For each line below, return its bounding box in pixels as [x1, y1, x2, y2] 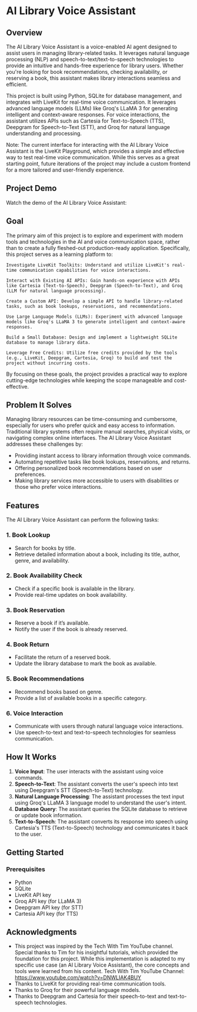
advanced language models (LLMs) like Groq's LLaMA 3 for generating [6, 105, 178, 111]
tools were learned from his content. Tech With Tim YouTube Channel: [14, 968, 185, 975]
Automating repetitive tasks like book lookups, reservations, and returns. [14, 458, 191, 465]
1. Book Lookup [6, 531, 51, 539]
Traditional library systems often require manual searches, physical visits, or [6, 428, 191, 435]
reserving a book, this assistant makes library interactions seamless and [6, 75, 181, 81]
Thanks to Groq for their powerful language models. [14, 987, 141, 994]
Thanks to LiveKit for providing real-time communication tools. [14, 980, 166, 987]
